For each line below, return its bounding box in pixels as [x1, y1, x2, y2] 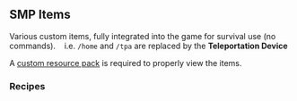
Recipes [9, 80, 46, 92]
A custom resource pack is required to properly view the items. [9, 57, 242, 68]
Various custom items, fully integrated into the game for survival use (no [9, 30, 276, 41]
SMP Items [9, 7, 72, 22]
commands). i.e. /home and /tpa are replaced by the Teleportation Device [9, 40, 289, 51]
